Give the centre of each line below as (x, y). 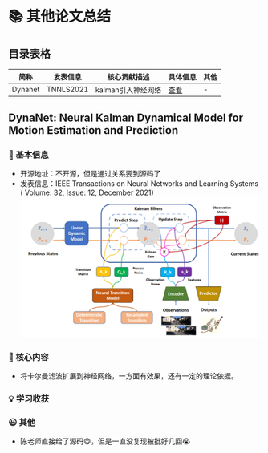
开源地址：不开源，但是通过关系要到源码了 (90, 173)
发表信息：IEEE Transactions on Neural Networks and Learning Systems (139, 183)
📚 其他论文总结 (60, 16)
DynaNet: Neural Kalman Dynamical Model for (126, 117)
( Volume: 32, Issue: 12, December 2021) (87, 192)
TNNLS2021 (68, 90)
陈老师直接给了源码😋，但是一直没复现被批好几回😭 (105, 441)
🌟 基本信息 (29, 155)
